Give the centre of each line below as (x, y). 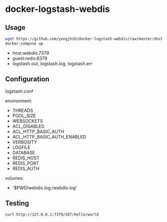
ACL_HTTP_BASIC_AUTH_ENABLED (49, 137)
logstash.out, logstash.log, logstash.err (52, 64)
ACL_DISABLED (28, 126)
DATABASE (24, 152)
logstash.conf (19, 91)
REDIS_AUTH (26, 168)
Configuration (27, 79)
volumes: (14, 178)
